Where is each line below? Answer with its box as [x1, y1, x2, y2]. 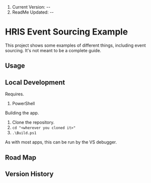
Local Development [5, 78, 65, 87]
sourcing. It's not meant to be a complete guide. [5, 47, 101, 53]
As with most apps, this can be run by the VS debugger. [5, 139, 117, 145]
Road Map [5, 153, 37, 162]
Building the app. [5, 110, 39, 116]
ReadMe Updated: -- [12, 9, 54, 15]
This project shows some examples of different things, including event [5, 42, 146, 48]
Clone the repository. [12, 119, 55, 126]
